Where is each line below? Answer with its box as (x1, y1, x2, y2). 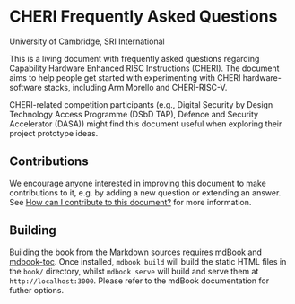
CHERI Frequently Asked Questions (9, 6, 278, 27)
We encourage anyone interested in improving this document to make (9, 178, 266, 188)
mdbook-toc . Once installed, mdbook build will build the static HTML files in (9, 256, 287, 266)
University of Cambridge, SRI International (9, 36, 165, 47)
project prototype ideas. (9, 127, 99, 138)
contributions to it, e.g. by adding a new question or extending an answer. (9, 187, 282, 198)
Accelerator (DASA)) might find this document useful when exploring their (9, 118, 282, 129)
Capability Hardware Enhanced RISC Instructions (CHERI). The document (9, 63, 280, 74)
